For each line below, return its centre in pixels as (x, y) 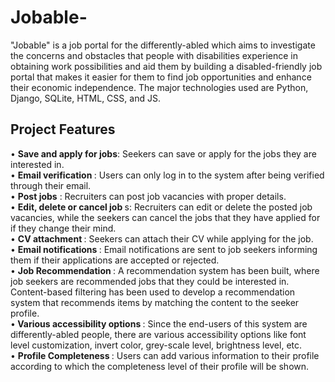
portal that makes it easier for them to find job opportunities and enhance (161, 77)
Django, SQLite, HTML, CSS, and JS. (85, 98)
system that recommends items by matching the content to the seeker (155, 302)
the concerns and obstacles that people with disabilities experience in (154, 55)
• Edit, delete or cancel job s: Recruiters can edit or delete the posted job (161, 207)
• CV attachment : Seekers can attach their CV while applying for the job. (162, 238)
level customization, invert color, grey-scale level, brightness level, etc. (156, 345)
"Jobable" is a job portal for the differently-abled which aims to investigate (163, 45)
